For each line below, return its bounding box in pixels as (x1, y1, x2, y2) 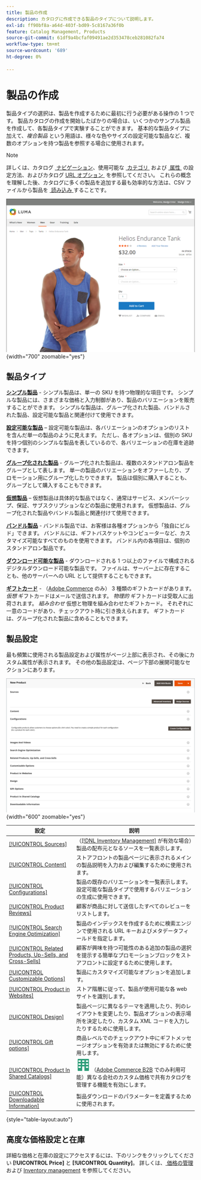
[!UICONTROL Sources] (8, 841, 68, 848)
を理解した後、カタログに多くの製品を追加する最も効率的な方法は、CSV (6, 178, 185, 186)
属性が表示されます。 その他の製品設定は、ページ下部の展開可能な (22, 659, 185, 666)
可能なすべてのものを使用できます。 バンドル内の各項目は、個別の (26, 536, 190, 544)
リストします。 (76, 910, 112, 917)
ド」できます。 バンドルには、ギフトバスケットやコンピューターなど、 (6, 529, 181, 536)
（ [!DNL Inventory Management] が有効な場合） (76, 837, 192, 844)
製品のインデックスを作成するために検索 (76, 920, 176, 927)
